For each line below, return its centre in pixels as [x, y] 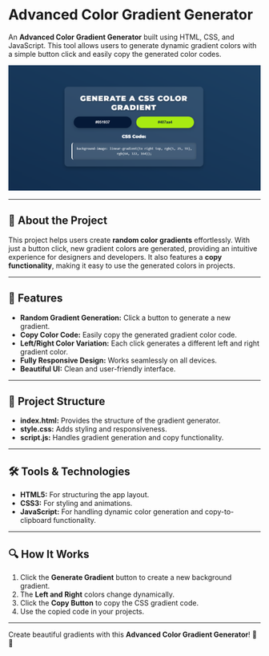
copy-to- [219, 512]
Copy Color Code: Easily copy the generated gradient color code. [128, 334]
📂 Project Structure [57, 401]
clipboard [36, 520]
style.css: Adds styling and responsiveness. [94, 429]
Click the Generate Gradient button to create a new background [126, 577]
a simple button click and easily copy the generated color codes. [115, 54]
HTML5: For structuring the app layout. [84, 495]
